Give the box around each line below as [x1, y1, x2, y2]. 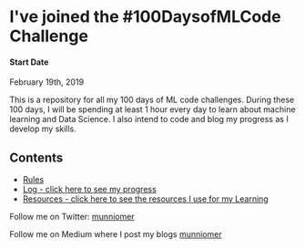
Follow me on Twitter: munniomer [9, 212, 135, 223]
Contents [9, 150, 64, 165]
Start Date [9, 57, 49, 67]
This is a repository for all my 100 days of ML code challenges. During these [9, 94, 295, 106]
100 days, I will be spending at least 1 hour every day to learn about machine [9, 104, 296, 115]
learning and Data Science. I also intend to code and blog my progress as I [9, 114, 289, 125]
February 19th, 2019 [9, 77, 85, 88]
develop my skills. [9, 123, 77, 134]
